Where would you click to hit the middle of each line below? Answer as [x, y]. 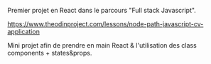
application [24, 32]
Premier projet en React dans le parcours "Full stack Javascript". [102, 10]
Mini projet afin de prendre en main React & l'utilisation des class [102, 45]
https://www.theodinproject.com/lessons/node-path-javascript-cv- [105, 24]
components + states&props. [50, 53]
